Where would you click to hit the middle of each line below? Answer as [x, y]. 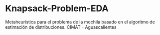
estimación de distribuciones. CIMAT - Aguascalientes [61, 27]
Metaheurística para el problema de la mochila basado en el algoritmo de [80, 22]
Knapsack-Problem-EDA [57, 9]
